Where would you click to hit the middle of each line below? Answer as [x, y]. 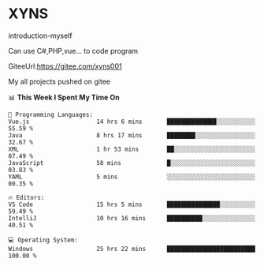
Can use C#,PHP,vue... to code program [73, 51]
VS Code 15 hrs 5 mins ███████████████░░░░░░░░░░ [132, 204]
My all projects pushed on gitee [59, 81]
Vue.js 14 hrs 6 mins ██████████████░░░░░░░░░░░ [132, 122]
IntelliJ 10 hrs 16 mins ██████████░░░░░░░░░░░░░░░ [132, 218]
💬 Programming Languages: [50, 114]
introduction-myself [40, 36]
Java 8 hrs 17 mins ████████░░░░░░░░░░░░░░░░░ [132, 135]
